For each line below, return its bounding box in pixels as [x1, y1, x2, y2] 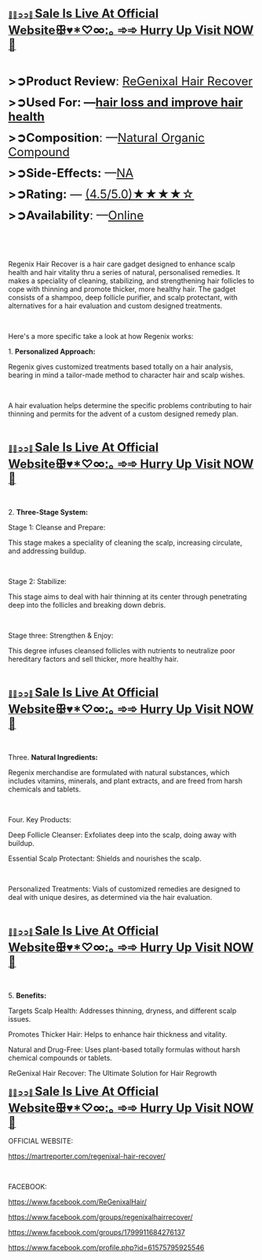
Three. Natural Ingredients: [8, 753, 98, 762]
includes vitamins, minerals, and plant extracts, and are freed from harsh [8, 777, 243, 785]
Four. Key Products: [8, 815, 72, 824]
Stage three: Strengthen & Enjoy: [8, 631, 114, 640]
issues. [8, 1015, 31, 1023]
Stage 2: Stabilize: [8, 577, 67, 586]
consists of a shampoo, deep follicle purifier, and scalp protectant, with [8, 293, 238, 302]
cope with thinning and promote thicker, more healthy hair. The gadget [8, 285, 236, 293]
